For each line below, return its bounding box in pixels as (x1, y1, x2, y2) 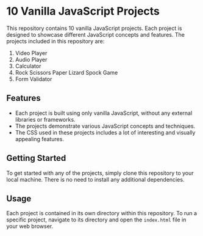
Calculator (15, 62, 41, 70)
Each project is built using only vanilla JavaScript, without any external (15, 109, 193, 117)
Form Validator (15, 75, 52, 83)
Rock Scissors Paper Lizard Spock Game (15, 68, 118, 76)
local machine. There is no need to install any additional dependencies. (6, 175, 185, 183)
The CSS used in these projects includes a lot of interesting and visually (15, 128, 196, 136)
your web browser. (6, 223, 54, 230)
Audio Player (15, 56, 48, 63)
